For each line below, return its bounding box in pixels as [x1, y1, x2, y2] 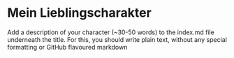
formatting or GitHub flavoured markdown [7, 43, 128, 51]
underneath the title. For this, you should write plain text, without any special [7, 35, 227, 43]
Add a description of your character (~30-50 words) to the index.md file [7, 28, 214, 36]
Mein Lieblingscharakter [7, 5, 152, 21]
